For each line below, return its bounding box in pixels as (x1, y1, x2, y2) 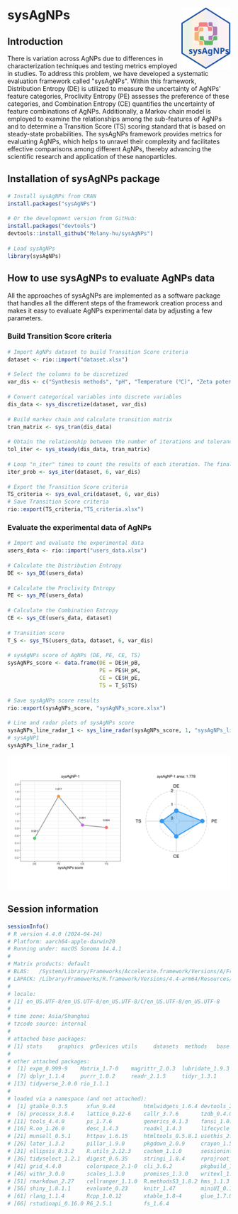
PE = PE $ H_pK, (98, 667, 141, 674)
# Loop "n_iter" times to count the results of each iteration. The (7, 460, 214, 468)
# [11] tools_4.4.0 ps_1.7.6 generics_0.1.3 (7, 1117, 189, 1125)
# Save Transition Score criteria (7, 498, 110, 506)
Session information (7, 903, 99, 916)
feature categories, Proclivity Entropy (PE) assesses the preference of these (7, 92, 229, 100)
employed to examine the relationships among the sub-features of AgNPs (7, 114, 222, 123)
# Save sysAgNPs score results (7, 697, 100, 704)
